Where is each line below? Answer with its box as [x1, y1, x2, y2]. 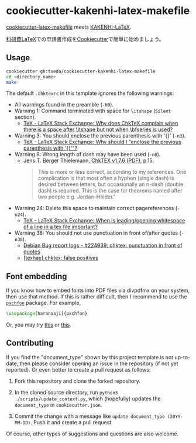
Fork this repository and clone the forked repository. [14, 377, 140, 384]
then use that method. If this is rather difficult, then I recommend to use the [6, 293, 187, 300]
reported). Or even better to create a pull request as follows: [6, 366, 151, 373]
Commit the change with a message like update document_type [14, 413, 165, 420]
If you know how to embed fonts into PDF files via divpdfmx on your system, [6, 287, 190, 294]
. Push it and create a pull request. [30, 418, 113, 425]
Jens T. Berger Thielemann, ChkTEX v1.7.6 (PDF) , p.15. [23, 157, 154, 164]
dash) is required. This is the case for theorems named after [37, 187, 183, 194]
